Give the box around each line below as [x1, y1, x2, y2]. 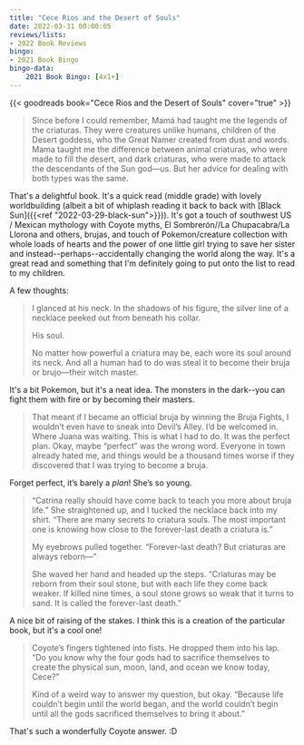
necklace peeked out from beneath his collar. [31, 312, 201, 323]
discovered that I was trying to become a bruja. [31, 459, 209, 470]
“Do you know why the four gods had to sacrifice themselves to [31, 652, 270, 662]
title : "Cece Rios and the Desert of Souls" [9, 13, 181, 23]
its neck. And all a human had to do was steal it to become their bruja [31, 357, 290, 368]
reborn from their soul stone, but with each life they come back [31, 578, 268, 589]
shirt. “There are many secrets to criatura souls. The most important [31, 514, 286, 524]
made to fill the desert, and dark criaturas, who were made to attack [31, 153, 286, 164]
